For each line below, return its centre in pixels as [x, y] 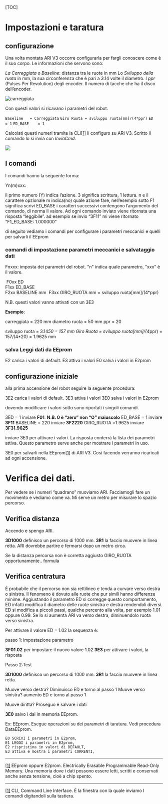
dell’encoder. [18, 89]
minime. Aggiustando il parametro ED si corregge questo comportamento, [81, 599]
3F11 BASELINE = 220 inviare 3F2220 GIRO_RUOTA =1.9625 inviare [75, 423]
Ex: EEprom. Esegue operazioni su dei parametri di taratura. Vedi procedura [83, 724]
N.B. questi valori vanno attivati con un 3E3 [49, 302]
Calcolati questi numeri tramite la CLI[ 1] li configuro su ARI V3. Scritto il [78, 133]
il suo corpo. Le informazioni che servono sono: [54, 63]
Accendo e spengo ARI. [29, 530]
